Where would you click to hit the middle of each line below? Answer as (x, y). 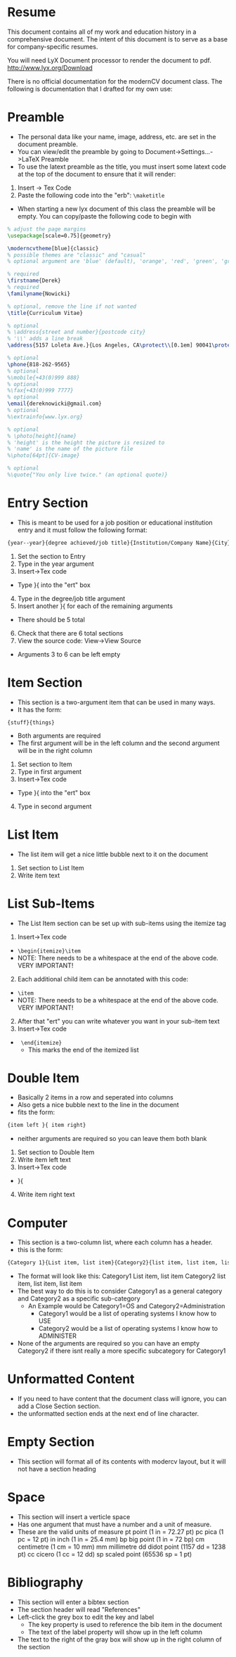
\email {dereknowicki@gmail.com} (54, 404)
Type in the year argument (56, 564)
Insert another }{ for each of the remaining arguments (95, 606)
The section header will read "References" (79, 1609)
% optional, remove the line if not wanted (72, 307)
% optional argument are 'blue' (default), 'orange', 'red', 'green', (113, 262)
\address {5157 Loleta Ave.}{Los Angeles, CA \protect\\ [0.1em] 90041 (110, 345)
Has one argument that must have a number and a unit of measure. (114, 1524)
